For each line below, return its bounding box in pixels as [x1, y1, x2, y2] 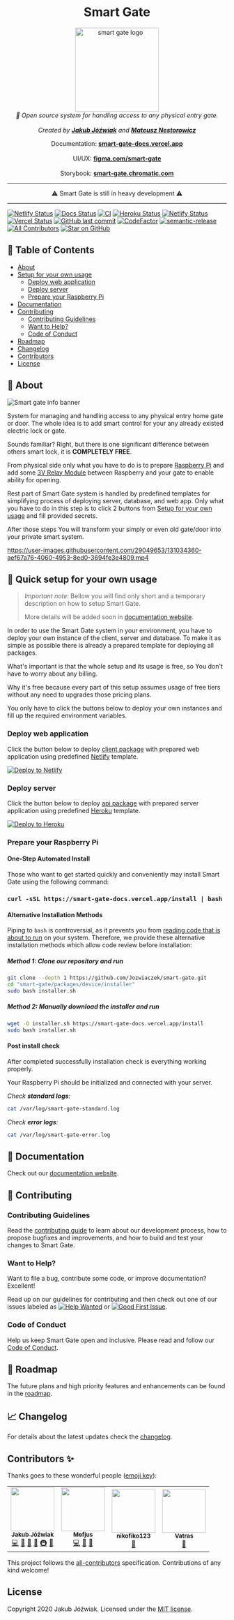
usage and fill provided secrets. [7, 511, 98, 520]
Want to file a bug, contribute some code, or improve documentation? [7, 1275, 207, 1283]
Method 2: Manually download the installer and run [7, 1002, 159, 1011]
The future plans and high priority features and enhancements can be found [7, 1382, 226, 1390]
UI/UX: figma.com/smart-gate [72, 154, 162, 163]
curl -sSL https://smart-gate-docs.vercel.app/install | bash [7, 895, 223, 903]
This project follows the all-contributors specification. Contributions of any [7, 1559, 221, 1567]
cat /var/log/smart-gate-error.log [7, 1131, 111, 1138]
